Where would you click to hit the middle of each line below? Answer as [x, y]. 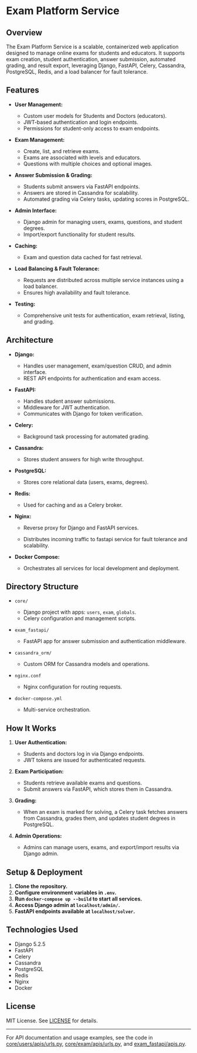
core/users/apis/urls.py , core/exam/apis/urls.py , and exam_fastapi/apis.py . [96, 1044]
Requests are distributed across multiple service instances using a [103, 280]
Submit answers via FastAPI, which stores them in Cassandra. [98, 789]
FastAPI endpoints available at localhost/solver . [75, 912]
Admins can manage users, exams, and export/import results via [101, 847]
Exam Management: [40, 140]
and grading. [39, 322]
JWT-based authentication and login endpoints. [81, 122]
